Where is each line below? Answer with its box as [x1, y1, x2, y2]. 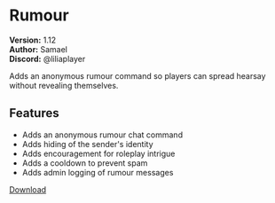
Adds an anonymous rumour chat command [21, 129, 184, 140]
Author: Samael [9, 43, 68, 54]
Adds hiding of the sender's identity [21, 138, 153, 149]
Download [9, 183, 47, 195]
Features [9, 105, 59, 121]
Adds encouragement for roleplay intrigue [21, 148, 176, 159]
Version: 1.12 [9, 35, 56, 45]
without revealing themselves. [9, 80, 119, 90]
